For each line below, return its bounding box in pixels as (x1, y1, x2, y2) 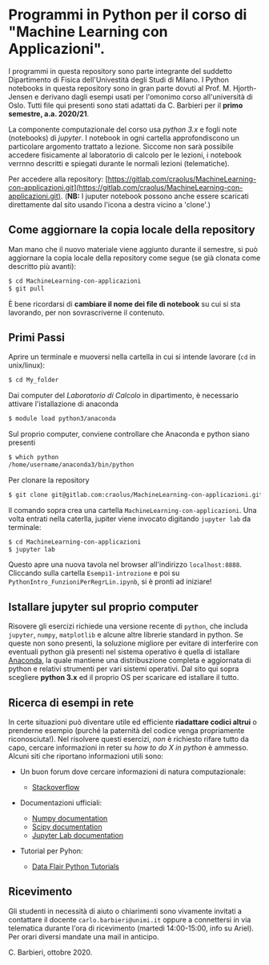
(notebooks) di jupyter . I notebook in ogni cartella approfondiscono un (8, 132, 240, 142)
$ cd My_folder (8, 376, 59, 385)
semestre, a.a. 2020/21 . (8, 108, 90, 118)
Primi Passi (8, 331, 66, 344)
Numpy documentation (31, 813, 108, 824)
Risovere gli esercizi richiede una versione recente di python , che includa (8, 621, 248, 631)
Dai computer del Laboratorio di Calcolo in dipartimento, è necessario (8, 391, 239, 401)
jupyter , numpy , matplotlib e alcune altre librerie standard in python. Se (8, 630, 243, 640)
